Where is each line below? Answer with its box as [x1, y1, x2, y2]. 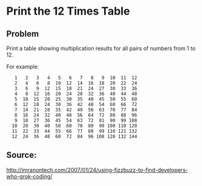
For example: [6, 63, 40, 70]
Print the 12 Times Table [6, 4, 130, 18]
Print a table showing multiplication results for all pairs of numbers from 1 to [6, 45, 196, 52]
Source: [6, 150, 37, 160]
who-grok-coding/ [6, 173, 53, 180]
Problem [6, 29, 40, 39]
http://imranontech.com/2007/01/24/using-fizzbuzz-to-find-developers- [6, 166, 189, 173]
